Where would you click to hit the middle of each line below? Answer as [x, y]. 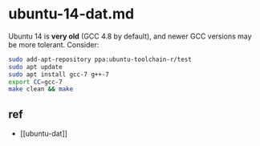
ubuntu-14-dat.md [71, 14]
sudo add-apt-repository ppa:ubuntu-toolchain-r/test [100, 59]
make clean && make [41, 89]
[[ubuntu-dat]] [44, 134]
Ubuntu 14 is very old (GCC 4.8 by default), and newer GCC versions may [130, 36]
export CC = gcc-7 [35, 82]
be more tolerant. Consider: [54, 44]
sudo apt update [35, 67]
